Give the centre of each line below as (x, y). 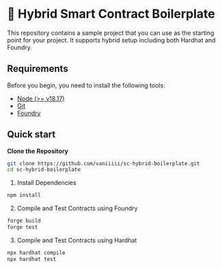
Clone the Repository (38, 151)
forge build (24, 221)
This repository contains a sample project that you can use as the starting (111, 33)
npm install (24, 195)
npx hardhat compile (37, 253)
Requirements (38, 69)
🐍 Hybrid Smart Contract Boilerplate (111, 14)
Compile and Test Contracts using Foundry (77, 208)
